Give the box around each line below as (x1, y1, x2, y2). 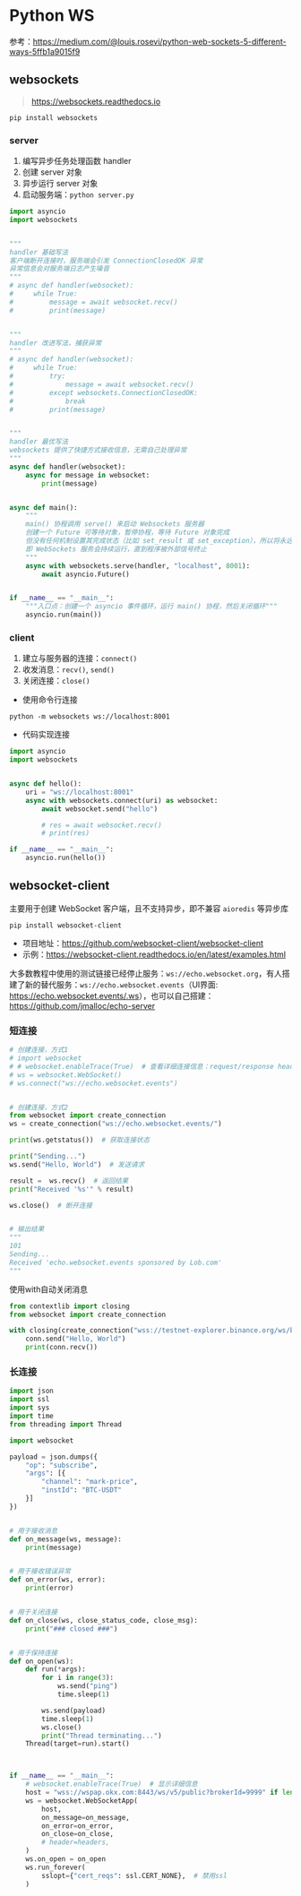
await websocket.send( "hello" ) (41, 804, 159, 814)
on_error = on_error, (41, 1821, 115, 1831)
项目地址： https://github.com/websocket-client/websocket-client (21, 937, 264, 948)
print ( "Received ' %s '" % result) (9, 1185, 134, 1194)
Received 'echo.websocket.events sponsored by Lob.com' (9, 1258, 222, 1267)
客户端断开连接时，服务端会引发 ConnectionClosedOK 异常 (9, 256, 203, 265)
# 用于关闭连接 (9, 1607, 58, 1616)
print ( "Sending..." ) (9, 1152, 87, 1161)
